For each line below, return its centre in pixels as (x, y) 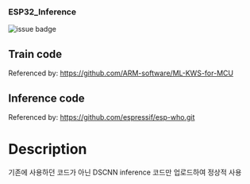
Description (48, 149)
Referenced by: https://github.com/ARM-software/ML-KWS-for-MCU (121, 73)
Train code (35, 54)
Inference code (46, 98)
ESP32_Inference (42, 12)
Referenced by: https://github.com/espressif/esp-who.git (102, 117)
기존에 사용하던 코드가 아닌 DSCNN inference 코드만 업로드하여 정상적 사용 (125, 172)
